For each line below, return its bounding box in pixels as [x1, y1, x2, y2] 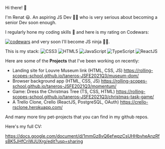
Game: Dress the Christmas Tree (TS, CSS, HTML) [12, 89, 115, 94]
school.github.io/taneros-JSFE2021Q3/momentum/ [12, 83, 116, 89]
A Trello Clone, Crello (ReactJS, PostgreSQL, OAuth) [12, 99, 119, 105]
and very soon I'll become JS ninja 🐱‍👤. [31, 39, 110, 45]
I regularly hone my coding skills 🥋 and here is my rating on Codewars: [5, 29, 149, 35]
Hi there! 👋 [5, 5, 27, 10]
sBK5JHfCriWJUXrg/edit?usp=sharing [5, 139, 83, 144]
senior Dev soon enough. [5, 20, 57, 25]
